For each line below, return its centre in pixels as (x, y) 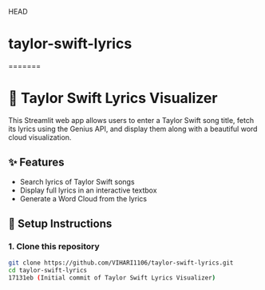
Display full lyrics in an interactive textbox (88, 190)
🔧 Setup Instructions (60, 224)
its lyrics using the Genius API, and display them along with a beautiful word (133, 129)
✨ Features (36, 163)
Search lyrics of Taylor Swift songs (77, 181)
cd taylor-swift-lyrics (48, 271)
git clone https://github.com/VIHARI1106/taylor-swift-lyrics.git (121, 263)
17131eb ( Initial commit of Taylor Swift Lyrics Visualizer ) (112, 278)
